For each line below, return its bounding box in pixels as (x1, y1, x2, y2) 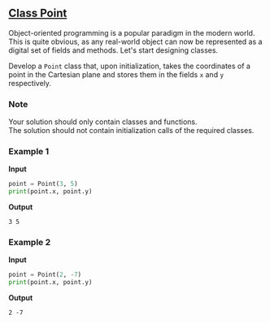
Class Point (8, 6, 67, 20)
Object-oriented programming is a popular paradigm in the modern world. (8, 28, 255, 37)
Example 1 (8, 146, 50, 157)
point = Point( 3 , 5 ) (8, 180, 79, 188)
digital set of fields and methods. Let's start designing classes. (8, 45, 218, 55)
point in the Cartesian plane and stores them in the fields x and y (8, 69, 224, 80)
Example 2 (8, 237, 51, 248)
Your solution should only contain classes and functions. (8, 117, 198, 127)
